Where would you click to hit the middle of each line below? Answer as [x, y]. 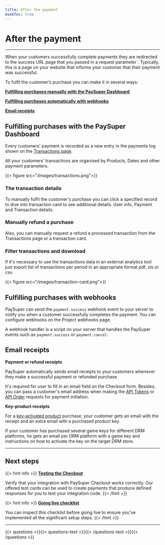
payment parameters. [27, 166]
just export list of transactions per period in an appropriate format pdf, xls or [82, 267]
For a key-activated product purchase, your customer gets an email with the [82, 416]
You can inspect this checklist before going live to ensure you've [70, 512]
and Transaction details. [29, 210]
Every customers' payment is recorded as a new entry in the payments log [80, 146]
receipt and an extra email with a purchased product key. [63, 421]
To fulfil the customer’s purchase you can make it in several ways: [72, 82]
